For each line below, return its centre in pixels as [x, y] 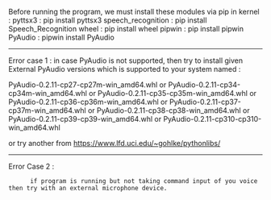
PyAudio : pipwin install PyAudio [61, 37]
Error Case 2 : [31, 166]
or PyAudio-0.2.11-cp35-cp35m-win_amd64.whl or [172, 93]
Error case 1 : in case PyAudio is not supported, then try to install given [126, 60]
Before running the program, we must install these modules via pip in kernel [134, 12]
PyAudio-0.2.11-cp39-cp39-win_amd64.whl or [85, 119]
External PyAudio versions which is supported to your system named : [125, 69]
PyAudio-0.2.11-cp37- [205, 102]
